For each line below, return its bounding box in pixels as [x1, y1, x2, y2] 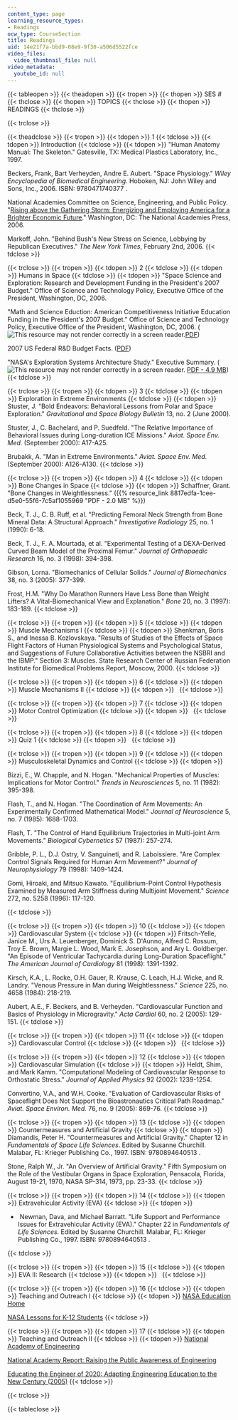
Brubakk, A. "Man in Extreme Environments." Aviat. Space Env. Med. [7, 452, 207, 460]
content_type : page [7, 10, 65, 18]
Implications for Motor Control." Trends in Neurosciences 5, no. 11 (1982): [7, 778, 222, 787]
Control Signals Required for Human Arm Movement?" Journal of [7, 857, 198, 866]
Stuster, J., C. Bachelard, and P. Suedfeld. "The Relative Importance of [7, 423, 213, 432]
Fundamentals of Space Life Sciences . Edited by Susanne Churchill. [7, 1141, 206, 1149]
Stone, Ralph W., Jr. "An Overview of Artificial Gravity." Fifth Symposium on [7, 1162, 227, 1171]
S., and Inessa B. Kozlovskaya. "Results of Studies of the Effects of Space [7, 633, 223, 642]
